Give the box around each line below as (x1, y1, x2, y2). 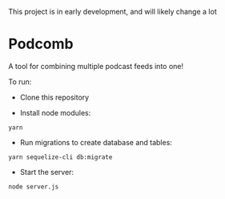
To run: (8, 76, 32, 87)
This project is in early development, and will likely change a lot (8, 7, 218, 16)
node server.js (8, 182, 59, 191)
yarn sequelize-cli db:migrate (8, 152, 113, 161)
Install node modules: (19, 108, 91, 117)
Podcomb (8, 35, 74, 53)
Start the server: (19, 167, 74, 177)
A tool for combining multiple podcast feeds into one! (8, 61, 184, 71)
